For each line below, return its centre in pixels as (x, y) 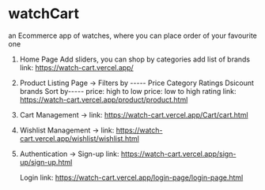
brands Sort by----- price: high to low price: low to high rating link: (128, 91)
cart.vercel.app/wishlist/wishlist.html (79, 138)
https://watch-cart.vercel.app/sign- (179, 154)
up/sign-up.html (46, 162)
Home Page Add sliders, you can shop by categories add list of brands (135, 59)
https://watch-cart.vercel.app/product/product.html (104, 99)
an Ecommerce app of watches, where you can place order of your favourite (132, 35)
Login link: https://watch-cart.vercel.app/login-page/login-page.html (131, 177)
